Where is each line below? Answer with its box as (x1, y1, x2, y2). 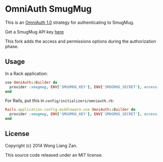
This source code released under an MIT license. (5, 152, 103, 158)
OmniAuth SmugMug (5, 3, 92, 15)
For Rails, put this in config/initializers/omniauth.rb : (5, 98, 114, 104)
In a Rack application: (5, 71, 48, 76)
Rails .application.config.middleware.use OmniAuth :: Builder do (5, 107, 136, 112)
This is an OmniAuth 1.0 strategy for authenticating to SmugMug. (5, 19, 134, 25)
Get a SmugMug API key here (5, 29, 64, 35)
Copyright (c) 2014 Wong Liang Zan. (5, 143, 78, 148)
